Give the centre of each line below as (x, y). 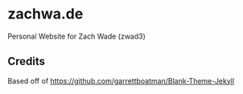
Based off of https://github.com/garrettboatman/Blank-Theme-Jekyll (121, 80)
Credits (27, 61)
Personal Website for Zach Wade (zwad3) (77, 36)
